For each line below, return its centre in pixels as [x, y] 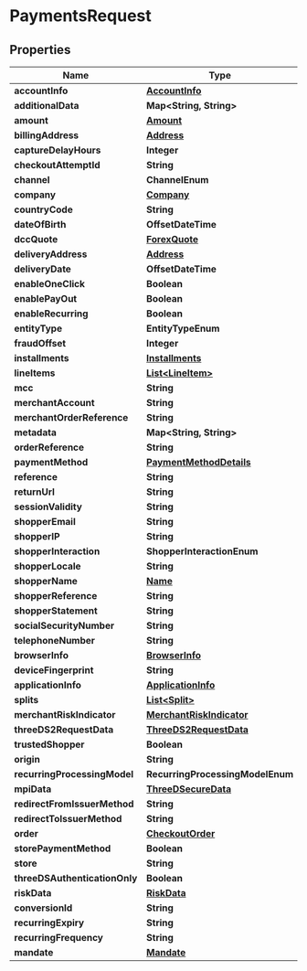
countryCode [43, 209]
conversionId [43, 908]
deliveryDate [42, 269]
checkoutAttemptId [57, 165]
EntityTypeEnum [183, 328]
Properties [40, 50]
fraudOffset [40, 343]
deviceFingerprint [54, 670]
